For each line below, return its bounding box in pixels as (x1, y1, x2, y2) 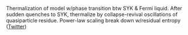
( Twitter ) (6, 23, 27, 30)
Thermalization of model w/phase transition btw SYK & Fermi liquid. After (6, 5, 183, 11)
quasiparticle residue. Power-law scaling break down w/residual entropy (6, 17, 181, 24)
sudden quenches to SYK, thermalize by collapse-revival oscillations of (6, 11, 178, 18)
